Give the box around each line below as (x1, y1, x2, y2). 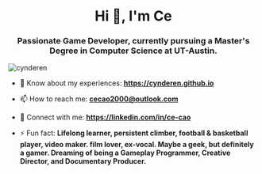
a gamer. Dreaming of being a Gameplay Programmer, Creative (19, 148, 231, 157)
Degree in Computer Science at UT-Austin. (49, 45, 218, 56)
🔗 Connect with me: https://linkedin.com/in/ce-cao (19, 112, 191, 122)
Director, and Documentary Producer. (19, 157, 147, 166)
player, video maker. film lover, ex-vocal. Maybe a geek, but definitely (19, 140, 254, 149)
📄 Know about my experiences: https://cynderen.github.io (19, 78, 214, 88)
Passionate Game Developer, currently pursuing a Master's (17, 36, 250, 47)
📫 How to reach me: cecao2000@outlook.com (19, 94, 179, 104)
